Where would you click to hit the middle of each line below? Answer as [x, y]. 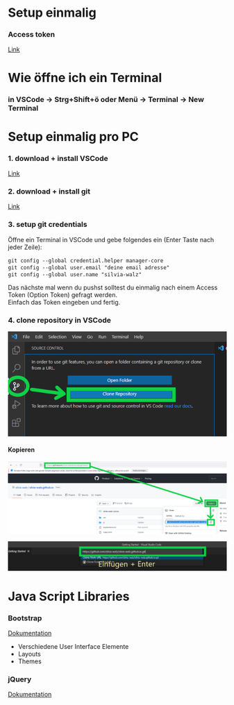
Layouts [29, 654]
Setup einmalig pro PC [74, 136]
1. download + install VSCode [58, 158]
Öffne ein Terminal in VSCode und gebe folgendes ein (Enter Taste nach [111, 239]
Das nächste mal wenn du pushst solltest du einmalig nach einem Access [113, 287]
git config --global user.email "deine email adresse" [89, 267]
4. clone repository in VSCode [60, 320]
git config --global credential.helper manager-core [86, 261]
